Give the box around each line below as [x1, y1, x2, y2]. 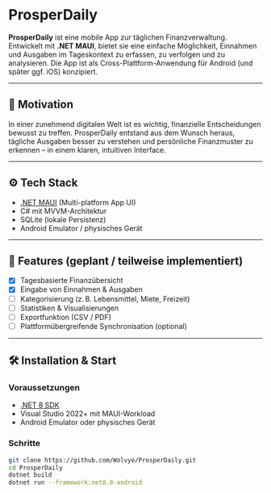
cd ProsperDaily [8, 463, 63, 472]
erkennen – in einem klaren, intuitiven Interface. [8, 145, 167, 154]
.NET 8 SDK [19, 400, 60, 410]
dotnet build [8, 471, 52, 479]
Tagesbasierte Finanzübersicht [19, 276, 123, 285]
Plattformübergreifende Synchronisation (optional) [19, 321, 188, 331]
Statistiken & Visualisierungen [19, 303, 119, 313]
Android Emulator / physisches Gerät [19, 223, 143, 233]
